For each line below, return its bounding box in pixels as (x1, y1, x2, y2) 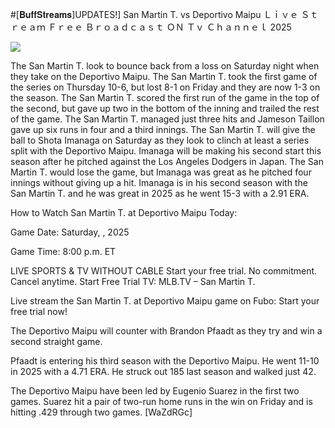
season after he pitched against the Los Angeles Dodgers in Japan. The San (10, 156, 324, 167)
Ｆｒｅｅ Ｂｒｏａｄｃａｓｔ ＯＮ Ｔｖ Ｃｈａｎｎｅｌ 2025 (47, 21, 292, 33)
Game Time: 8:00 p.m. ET (10, 246, 117, 257)
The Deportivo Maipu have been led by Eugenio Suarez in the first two (10, 385, 300, 397)
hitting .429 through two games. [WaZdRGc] (10, 406, 193, 418)
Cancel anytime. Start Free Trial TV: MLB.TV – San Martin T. (10, 276, 256, 287)
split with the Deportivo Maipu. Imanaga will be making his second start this (10, 145, 322, 157)
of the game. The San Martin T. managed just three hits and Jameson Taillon (10, 113, 325, 125)
